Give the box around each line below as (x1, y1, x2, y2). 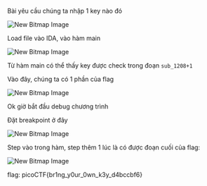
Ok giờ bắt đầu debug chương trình (7, 102, 109, 111)
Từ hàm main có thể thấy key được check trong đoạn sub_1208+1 (7, 61, 193, 70)
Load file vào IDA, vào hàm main (7, 34, 101, 42)
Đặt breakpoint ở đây (7, 116, 68, 124)
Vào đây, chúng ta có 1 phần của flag (7, 75, 114, 83)
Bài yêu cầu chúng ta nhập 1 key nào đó (7, 7, 123, 15)
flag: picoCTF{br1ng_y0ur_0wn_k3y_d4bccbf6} (7, 170, 142, 179)
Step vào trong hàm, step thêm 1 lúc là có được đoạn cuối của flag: (7, 143, 201, 151)
